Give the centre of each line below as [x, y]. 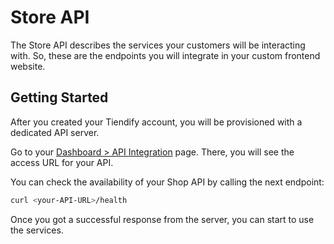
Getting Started [59, 97]
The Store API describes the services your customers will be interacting [158, 45]
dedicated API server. [55, 132]
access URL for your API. [62, 162]
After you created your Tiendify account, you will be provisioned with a [156, 122]
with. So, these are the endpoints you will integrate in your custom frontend [165, 55]
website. [28, 66]
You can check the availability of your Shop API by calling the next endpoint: [167, 182]
